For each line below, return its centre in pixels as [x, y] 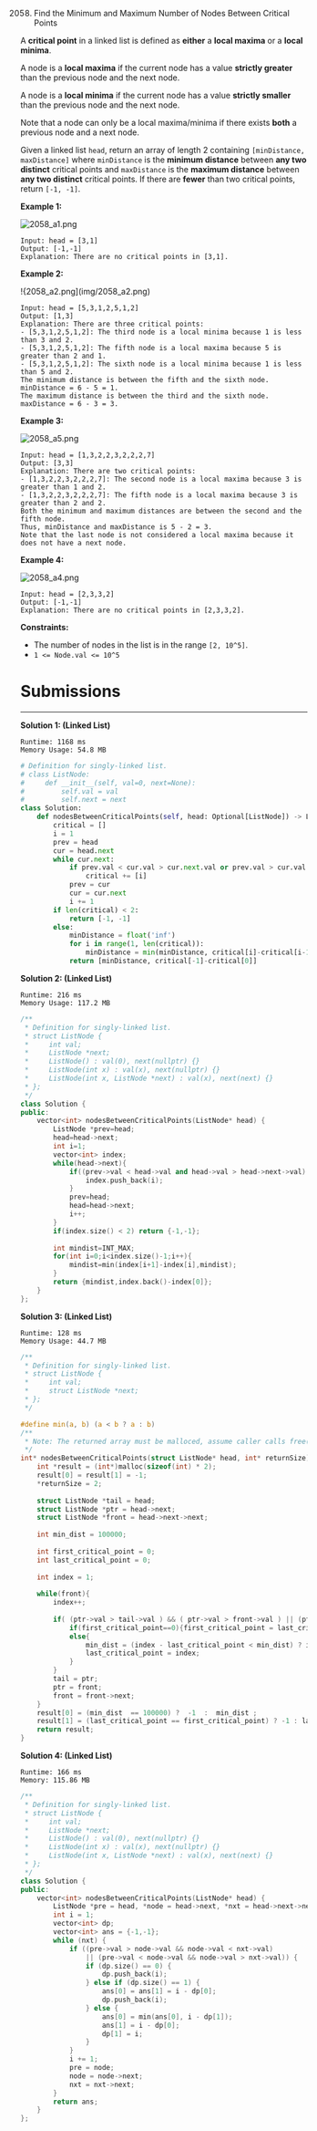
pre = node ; [92, 2068]
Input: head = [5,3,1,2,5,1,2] [80, 308]
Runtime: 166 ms [51, 1772]
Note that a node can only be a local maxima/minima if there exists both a [159, 123]
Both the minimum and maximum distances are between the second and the [161, 511]
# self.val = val [69, 791]
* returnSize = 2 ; [70, 1483]
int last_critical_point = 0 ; [94, 1560]
